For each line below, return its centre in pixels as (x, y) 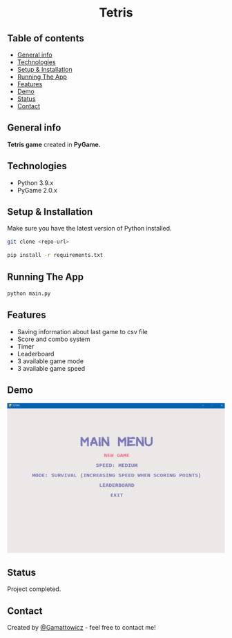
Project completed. (34, 589)
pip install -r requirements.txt (55, 255)
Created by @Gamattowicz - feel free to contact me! (82, 628)
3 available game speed (51, 368)
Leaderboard (36, 354)
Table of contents (46, 38)
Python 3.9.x (35, 183)
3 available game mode (50, 361)
